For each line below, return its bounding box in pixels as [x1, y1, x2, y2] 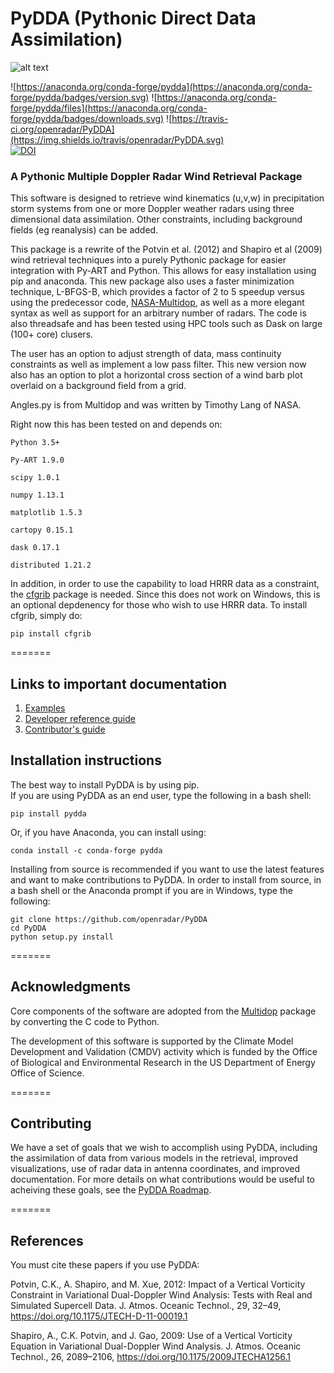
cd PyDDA [10, 923, 47, 933]
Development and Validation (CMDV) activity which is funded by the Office [10, 1045, 318, 1057]
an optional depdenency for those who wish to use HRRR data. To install [10, 599, 308, 611]
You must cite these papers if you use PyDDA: [10, 1259, 200, 1271]
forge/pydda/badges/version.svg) [10, 91, 150, 103]
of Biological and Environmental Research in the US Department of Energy [10, 1056, 316, 1068]
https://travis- [171, 112, 229, 124]
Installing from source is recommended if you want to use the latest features [10, 863, 325, 875]
